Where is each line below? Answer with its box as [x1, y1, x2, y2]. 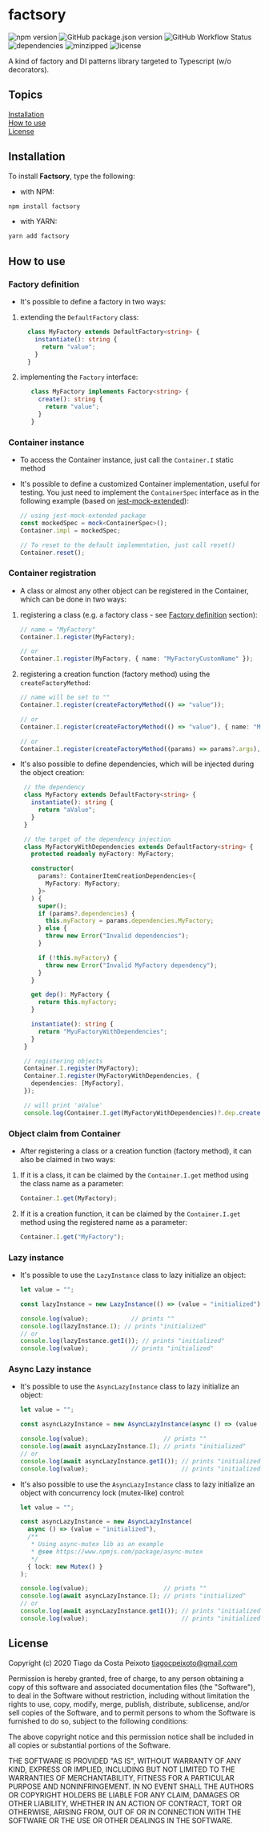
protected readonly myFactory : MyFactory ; [30, 850, 175, 859]
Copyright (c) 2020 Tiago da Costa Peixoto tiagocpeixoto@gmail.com [8, 1658, 238, 1667]
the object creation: [19, 768, 85, 777]
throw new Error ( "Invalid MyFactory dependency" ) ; [45, 961, 218, 969]
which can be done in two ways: [19, 594, 126, 604]
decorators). [8, 64, 50, 74]
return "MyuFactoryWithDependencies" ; [38, 1027, 168, 1035]
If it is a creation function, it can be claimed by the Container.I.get [19, 1209, 242, 1218]
